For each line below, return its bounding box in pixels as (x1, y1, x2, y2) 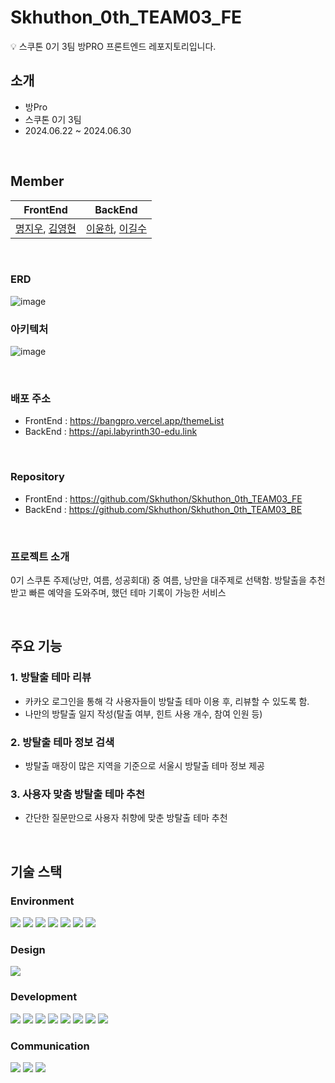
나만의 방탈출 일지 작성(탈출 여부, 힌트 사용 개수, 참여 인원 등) (24, 707, 263, 720)
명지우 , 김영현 (15, 221, 77, 235)
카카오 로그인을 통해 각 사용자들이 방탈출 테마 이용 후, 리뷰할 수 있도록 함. (24, 695, 310, 707)
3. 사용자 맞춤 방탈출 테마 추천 (10, 787, 146, 801)
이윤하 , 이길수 (85, 221, 147, 235)
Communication (10, 1039, 90, 1053)
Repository (10, 470, 65, 484)
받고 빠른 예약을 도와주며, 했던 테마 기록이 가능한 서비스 (10, 587, 227, 599)
